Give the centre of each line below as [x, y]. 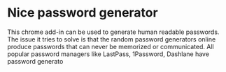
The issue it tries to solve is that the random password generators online [112, 39]
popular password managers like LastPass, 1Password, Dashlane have [108, 54]
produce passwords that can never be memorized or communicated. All [111, 46]
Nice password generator [83, 13]
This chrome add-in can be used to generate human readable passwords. [113, 32]
